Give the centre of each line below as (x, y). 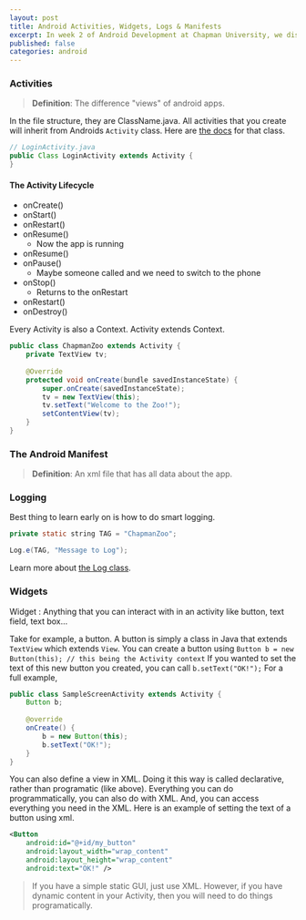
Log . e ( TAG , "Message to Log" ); (69, 551)
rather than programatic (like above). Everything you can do (122, 789)
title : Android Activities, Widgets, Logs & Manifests (116, 26)
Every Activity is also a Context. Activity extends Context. (117, 330)
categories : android (49, 52)
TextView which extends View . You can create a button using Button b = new (152, 649)
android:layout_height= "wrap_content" (99, 860)
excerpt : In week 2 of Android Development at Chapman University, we (146, 35)
